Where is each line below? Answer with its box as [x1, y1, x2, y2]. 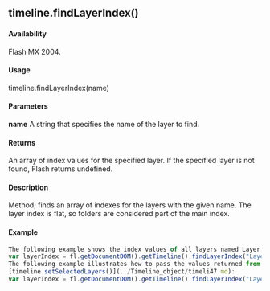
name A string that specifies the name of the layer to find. [8, 120, 200, 129]
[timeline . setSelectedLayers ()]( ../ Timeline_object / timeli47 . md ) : [8, 268, 235, 276]
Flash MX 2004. [8, 47, 62, 56]
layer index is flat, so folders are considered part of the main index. [8, 209, 231, 219]
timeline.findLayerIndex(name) [8, 83, 110, 92]
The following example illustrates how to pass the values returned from [8, 260, 261, 268]
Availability [8, 28, 47, 39]
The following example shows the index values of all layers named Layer [8, 245, 261, 253]
